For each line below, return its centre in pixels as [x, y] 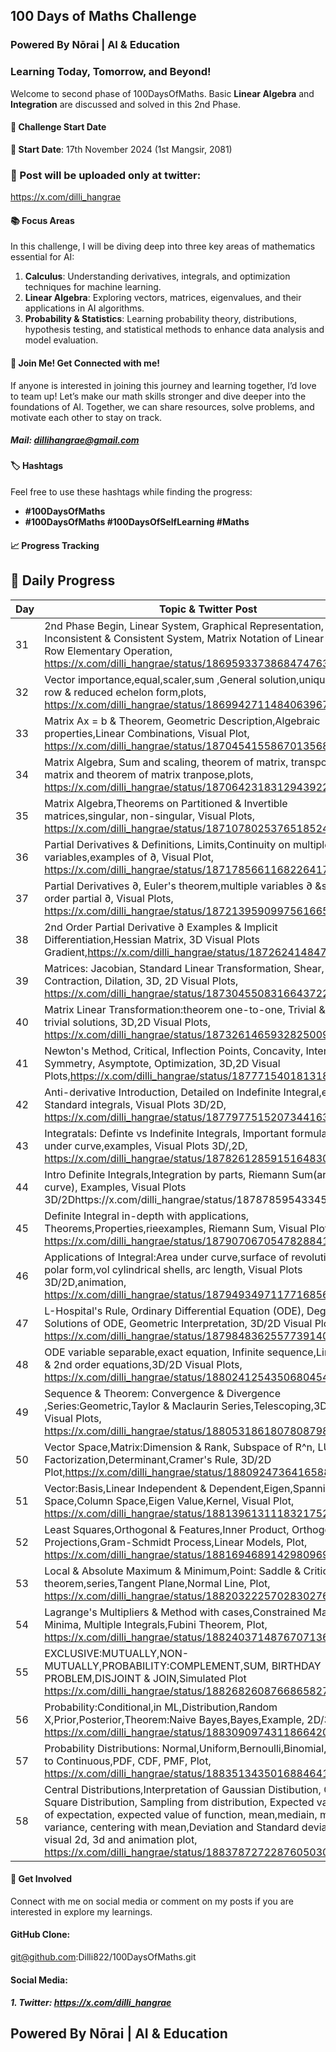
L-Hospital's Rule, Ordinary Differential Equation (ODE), [174, 1311]
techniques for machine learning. [93, 287]
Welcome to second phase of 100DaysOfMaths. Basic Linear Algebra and [162, 93]
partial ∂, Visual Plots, [123, 898]
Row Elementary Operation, [108, 651]
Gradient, [66, 952]
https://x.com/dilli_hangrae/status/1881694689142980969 [187, 1554]
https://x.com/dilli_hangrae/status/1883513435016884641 [187, 1773]
